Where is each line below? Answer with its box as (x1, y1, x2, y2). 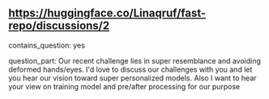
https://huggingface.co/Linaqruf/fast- (8, 6, 207, 20)
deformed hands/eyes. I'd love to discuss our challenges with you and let (8, 64, 253, 74)
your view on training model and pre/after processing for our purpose (8, 81, 241, 91)
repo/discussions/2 (8, 19, 110, 33)
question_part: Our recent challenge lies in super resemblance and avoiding (8, 56, 262, 65)
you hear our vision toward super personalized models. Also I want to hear (8, 72, 257, 83)
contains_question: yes (8, 40, 85, 50)
